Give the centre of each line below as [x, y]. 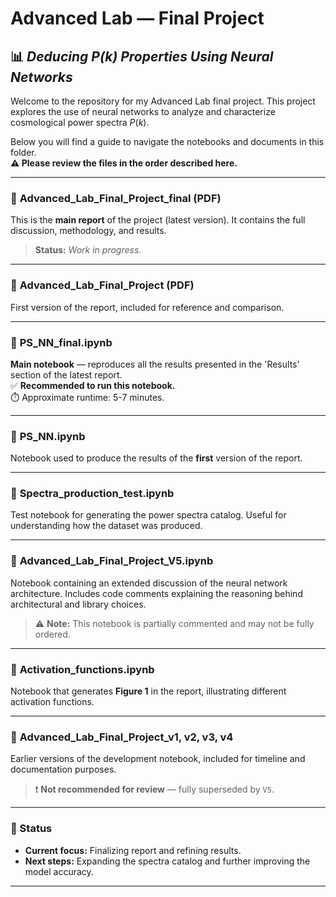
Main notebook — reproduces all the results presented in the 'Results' [155, 364]
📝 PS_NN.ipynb [48, 436]
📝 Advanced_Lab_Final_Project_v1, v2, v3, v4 [122, 737]
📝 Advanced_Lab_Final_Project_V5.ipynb [112, 561]
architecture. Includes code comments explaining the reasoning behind [156, 593]
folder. [23, 152]
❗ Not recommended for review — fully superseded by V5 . [154, 789]
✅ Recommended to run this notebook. [93, 385]
